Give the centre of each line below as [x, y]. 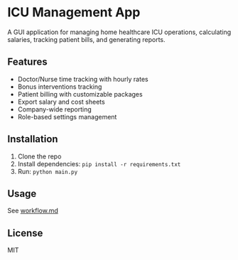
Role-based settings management [67, 117]
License [25, 233]
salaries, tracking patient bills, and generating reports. [86, 39]
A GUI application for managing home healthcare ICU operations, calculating [119, 32]
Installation [33, 139]
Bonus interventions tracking [60, 87]
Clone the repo [39, 156]
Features [27, 62]
